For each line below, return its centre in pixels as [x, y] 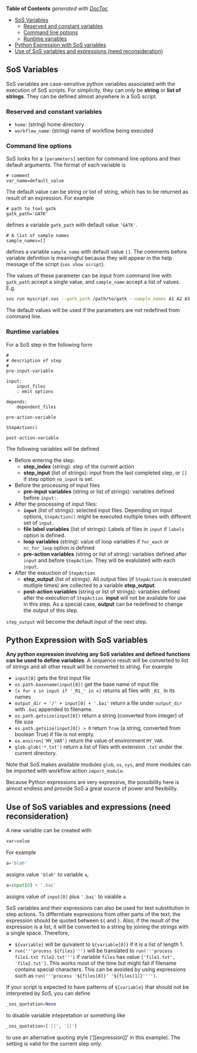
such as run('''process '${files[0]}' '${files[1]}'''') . [86, 975]
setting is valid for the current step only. [54, 1044]
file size [24, 722]
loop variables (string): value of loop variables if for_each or [96, 542]
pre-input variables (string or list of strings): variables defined [99, 491]
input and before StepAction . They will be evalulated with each [99, 560]
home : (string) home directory [49, 124]
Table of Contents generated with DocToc [57, 9]
